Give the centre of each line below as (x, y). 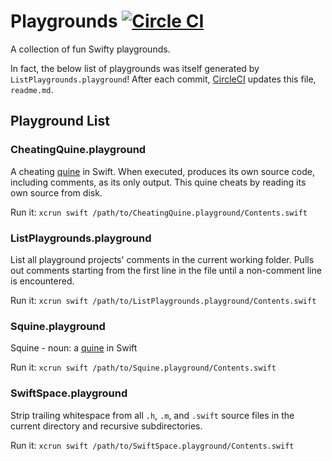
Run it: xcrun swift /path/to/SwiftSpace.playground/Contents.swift (152, 445)
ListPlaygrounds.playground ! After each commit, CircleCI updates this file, (163, 79)
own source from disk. (56, 192)
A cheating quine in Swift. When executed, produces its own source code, (162, 171)
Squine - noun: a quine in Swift (74, 348)
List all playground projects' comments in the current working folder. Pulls (162, 259)
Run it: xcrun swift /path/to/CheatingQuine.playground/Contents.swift (159, 212)
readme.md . (32, 89)
